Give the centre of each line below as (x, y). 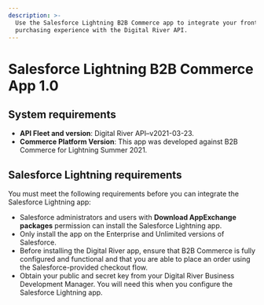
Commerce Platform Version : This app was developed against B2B (128, 141)
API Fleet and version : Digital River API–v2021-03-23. (107, 134)
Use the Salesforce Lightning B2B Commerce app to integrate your (126, 23)
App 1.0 (33, 85)
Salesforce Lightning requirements (95, 175)
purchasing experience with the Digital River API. (102, 30)
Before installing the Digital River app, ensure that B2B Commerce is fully (137, 251)
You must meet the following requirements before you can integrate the (124, 194)
